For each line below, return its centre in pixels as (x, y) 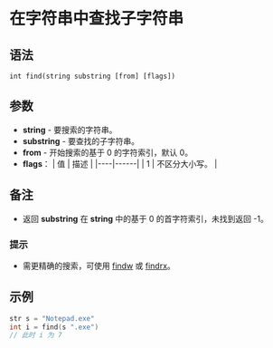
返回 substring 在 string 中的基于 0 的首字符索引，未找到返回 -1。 (145, 218)
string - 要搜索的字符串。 (70, 130)
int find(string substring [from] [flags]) (93, 76)
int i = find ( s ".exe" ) (54, 327)
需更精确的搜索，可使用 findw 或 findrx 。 (99, 266)
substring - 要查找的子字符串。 (81, 140)
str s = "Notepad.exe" (52, 318)
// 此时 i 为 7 (36, 335)
